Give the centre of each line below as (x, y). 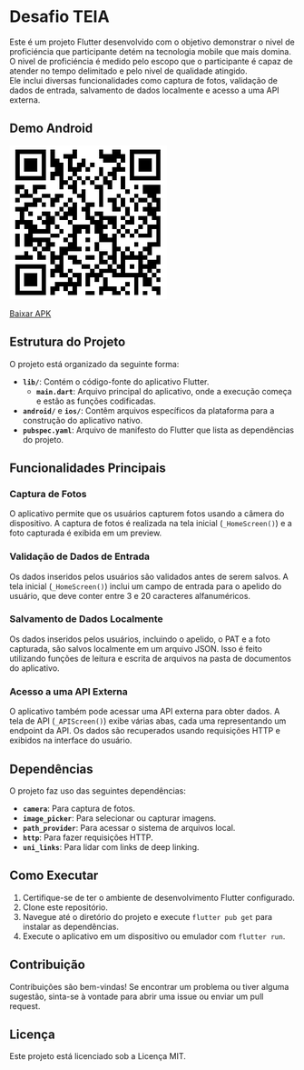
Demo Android (51, 129)
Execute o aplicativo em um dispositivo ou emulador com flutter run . (154, 936)
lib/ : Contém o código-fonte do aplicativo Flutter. (116, 381)
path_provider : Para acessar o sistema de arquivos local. (129, 827)
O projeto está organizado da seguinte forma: (94, 364)
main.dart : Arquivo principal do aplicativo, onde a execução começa (164, 391)
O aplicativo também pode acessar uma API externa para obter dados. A (145, 712)
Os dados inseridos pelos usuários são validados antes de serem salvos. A (149, 576)
